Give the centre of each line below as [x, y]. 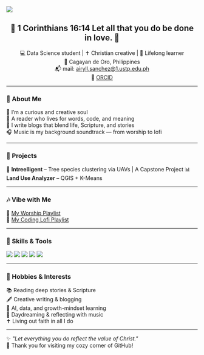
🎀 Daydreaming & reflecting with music [55, 315]
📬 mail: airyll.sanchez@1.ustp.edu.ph [102, 68]
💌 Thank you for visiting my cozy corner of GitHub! [70, 346]
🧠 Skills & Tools [29, 241]
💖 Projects [22, 156]
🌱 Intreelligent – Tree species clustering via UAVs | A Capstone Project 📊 [98, 170]
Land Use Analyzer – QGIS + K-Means [54, 178]
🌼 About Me [24, 99]
